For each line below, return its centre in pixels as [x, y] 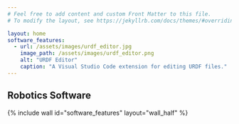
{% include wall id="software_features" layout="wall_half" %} [98, 113]
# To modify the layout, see [51, 21]
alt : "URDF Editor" [49, 60]
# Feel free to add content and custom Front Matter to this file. [110, 14]
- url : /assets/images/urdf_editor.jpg [73, 47]
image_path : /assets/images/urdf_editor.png [87, 53]
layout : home [27, 33]
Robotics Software [49, 96]
